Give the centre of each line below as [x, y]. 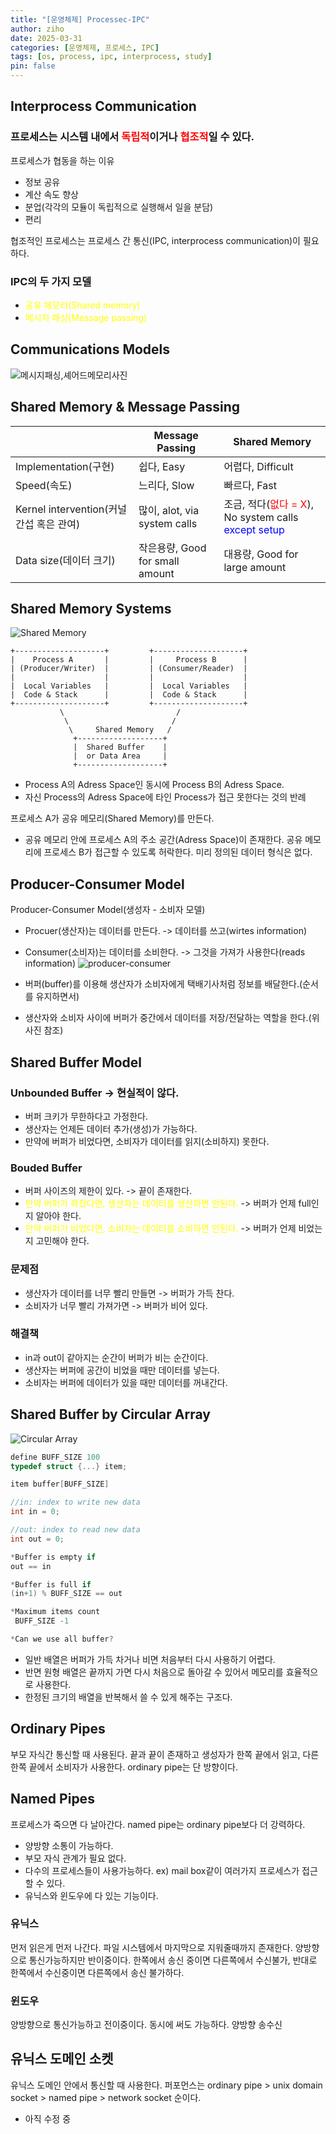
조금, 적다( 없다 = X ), [269, 504]
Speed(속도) [44, 485]
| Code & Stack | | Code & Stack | [129, 695]
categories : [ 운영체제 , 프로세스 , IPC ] [85, 47]
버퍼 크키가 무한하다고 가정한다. [86, 1116]
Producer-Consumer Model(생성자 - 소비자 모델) [108, 910]
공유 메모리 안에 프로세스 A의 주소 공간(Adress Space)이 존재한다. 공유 [163, 840]
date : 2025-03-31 [46, 38]
